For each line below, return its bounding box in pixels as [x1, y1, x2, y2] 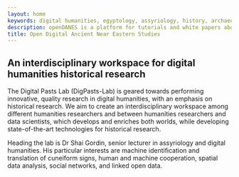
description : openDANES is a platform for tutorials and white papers [7, 24, 221, 31]
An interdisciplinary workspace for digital [7, 56, 196, 69]
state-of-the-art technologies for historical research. [7, 125, 161, 133]
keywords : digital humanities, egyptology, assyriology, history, [7, 17, 208, 24]
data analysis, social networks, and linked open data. [7, 161, 163, 170]
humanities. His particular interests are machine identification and [7, 146, 200, 155]
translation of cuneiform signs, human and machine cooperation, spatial [7, 154, 218, 163]
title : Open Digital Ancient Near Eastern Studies [7, 30, 161, 38]
